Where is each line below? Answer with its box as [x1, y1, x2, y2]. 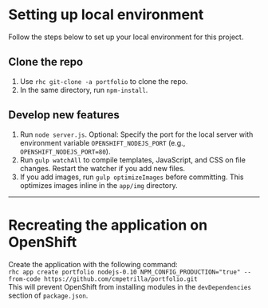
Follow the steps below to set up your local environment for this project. [8, 32, 244, 42]
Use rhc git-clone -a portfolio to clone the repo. [19, 76, 188, 86]
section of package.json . [8, 290, 89, 300]
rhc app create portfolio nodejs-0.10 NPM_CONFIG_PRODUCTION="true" [8, 268, 241, 276]
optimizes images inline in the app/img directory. [19, 180, 178, 190]
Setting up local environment [8, 6, 204, 24]
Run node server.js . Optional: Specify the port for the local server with [19, 130, 254, 139]
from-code [8, 274, 41, 283]
